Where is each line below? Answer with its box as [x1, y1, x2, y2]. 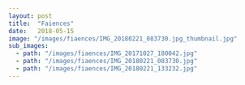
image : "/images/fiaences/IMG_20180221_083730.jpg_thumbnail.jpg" [8, 34, 238, 43]
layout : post [8, 11, 53, 20]
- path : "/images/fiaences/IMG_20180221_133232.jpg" [15, 65, 198, 73]
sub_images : [8, 42, 49, 50]
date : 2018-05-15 [8, 27, 75, 35]
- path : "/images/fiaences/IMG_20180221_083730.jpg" [15, 57, 198, 66]
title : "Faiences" [8, 19, 75, 28]
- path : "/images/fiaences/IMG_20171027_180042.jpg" [15, 49, 198, 57]
